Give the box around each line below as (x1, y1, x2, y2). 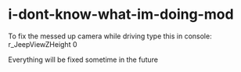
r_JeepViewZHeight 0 (8, 39, 77, 49)
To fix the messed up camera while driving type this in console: (8, 31, 213, 41)
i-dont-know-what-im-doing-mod (8, 5, 234, 23)
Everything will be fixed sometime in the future (8, 55, 159, 64)
